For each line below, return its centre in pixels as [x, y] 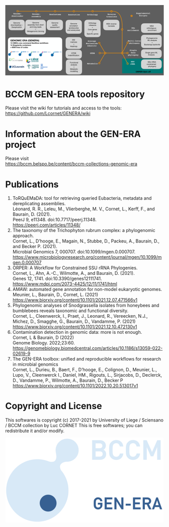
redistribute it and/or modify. [35, 431]
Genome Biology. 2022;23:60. [44, 343]
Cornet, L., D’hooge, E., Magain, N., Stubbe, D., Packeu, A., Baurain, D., [86, 241]
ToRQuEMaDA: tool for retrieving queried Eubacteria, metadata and [82, 198]
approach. [23, 236]
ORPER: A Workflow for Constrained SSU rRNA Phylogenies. [75, 268]
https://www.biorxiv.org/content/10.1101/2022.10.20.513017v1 [75, 386]
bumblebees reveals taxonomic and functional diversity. [70, 311]
